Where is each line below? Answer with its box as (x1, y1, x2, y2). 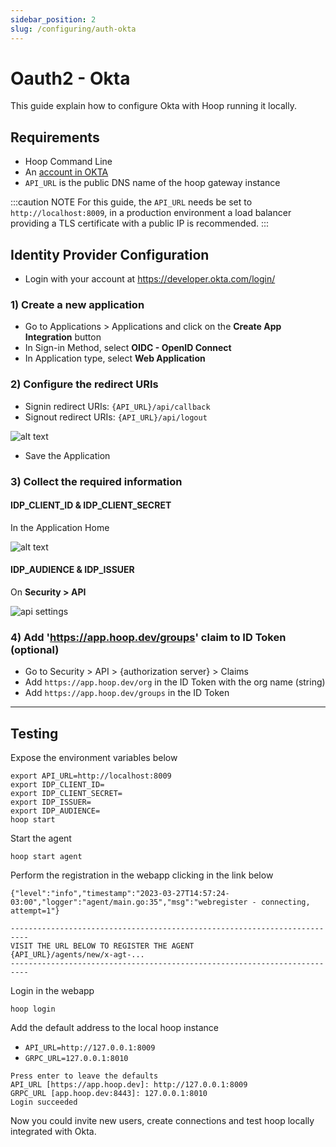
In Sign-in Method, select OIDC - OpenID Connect (24, 342, 232, 354)
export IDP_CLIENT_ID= (10, 780, 105, 790)
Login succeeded (10, 1097, 78, 1108)
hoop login (10, 1004, 56, 1015)
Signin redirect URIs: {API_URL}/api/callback (24, 400, 211, 412)
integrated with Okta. (10, 1126, 97, 1138)
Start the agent (10, 832, 72, 845)
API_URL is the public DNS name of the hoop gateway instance (24, 177, 281, 189)
